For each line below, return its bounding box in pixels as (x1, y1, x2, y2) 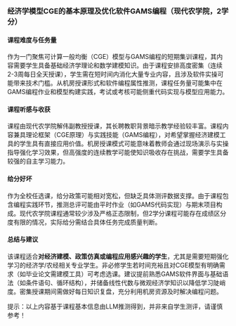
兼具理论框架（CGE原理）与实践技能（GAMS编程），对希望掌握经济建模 (13, 131, 220, 139)
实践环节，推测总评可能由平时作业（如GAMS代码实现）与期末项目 (25, 200, 216, 209)
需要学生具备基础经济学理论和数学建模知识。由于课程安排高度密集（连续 (13, 61, 223, 70)
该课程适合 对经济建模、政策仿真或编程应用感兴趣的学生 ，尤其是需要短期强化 (7, 252, 229, 261)
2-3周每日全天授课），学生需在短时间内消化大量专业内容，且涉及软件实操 (7, 70, 218, 79)
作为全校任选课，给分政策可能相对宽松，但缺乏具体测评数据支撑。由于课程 (7, 191, 223, 200)
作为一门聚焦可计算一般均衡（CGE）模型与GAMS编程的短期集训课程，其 (7, 53, 217, 61)
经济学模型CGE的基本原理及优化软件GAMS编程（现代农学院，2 (7, 6, 222, 15)
